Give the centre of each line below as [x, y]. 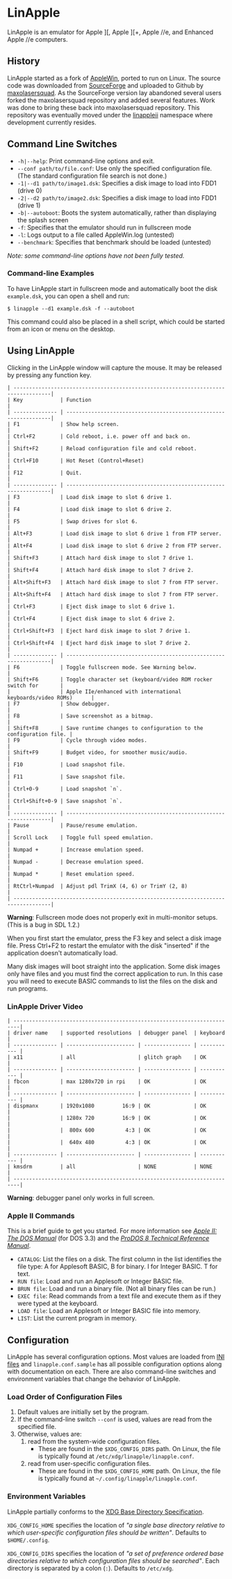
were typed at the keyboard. [58, 1303]
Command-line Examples [51, 274]
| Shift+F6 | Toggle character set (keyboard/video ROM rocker [110, 679]
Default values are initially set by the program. [83, 1412]
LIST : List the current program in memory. [77, 1318]
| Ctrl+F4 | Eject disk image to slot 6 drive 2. [91, 619]
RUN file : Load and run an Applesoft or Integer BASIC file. [100, 1281]
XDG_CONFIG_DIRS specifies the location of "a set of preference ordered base [116, 1553]
